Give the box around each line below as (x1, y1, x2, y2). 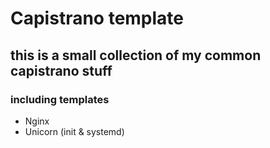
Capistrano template (10, 7, 185, 30)
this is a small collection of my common (10, 47, 262, 64)
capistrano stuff (10, 62, 113, 79)
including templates (10, 92, 110, 106)
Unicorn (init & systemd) (24, 125, 125, 137)
